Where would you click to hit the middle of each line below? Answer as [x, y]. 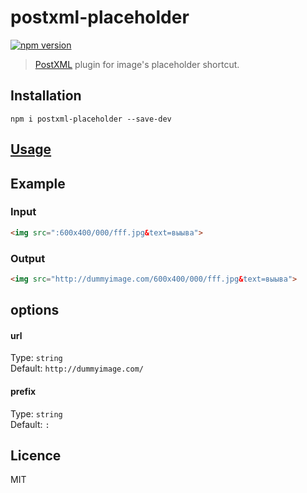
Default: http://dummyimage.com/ [77, 368]
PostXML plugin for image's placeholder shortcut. [137, 64]
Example [38, 183]
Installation [46, 96]
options [35, 310]
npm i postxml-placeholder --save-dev [91, 119]
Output [28, 258]
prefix [23, 392]
